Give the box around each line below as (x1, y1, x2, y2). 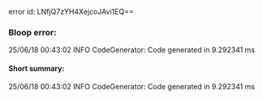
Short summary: (8, 64, 65, 73)
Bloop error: (8, 27, 57, 38)
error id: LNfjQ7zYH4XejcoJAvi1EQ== (8, 7, 134, 16)
